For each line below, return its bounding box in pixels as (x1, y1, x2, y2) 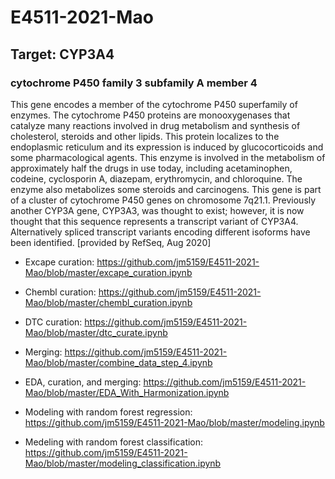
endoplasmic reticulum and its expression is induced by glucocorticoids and (10, 141, 324, 153)
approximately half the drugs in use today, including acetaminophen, (10, 162, 293, 174)
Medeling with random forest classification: (24, 436, 204, 448)
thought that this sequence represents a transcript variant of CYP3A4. (10, 215, 299, 227)
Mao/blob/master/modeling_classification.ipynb (24, 457, 222, 469)
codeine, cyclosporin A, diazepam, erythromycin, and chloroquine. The (10, 172, 303, 185)
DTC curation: (24, 316, 83, 328)
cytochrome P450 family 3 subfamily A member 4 (10, 76, 258, 90)
